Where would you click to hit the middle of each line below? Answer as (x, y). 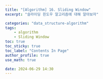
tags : (11, 28)
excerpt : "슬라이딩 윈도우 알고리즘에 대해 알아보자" (52, 14)
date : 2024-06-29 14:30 (29, 69)
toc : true (15, 42)
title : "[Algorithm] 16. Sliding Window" (48, 10)
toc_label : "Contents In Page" (37, 51)
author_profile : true (27, 55)
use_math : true (21, 60)
